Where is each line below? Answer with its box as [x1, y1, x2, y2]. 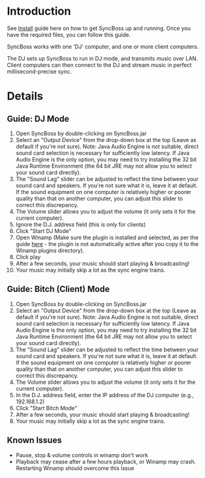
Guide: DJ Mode [7, 113, 70, 124]
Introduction [7, 4, 71, 18]
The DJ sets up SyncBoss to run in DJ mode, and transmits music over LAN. [7, 54, 198, 62]
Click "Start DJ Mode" [15, 227, 72, 234]
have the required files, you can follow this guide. [7, 31, 131, 38]
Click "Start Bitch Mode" [15, 404, 77, 411]
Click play [15, 253, 41, 261]
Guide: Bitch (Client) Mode [7, 284, 110, 294]
